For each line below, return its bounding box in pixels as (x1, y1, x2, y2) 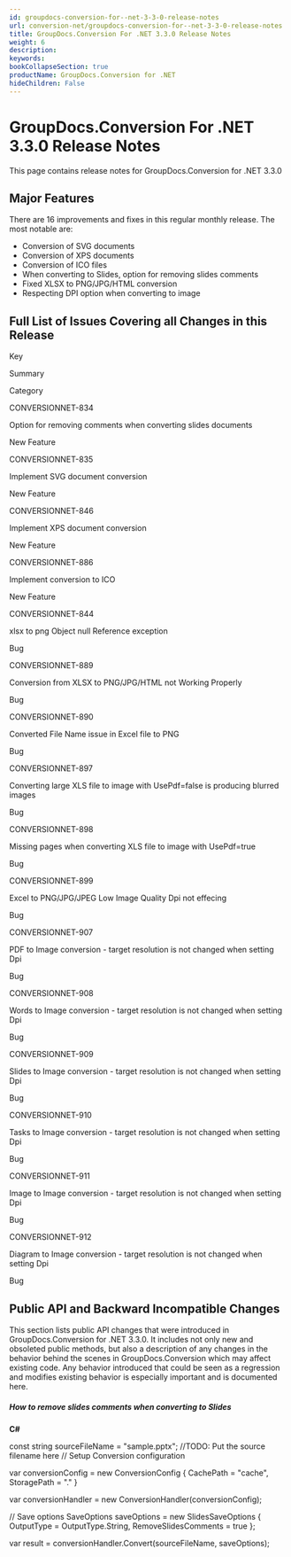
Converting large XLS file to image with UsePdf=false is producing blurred (9, 781, 280, 791)
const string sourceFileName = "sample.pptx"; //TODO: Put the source (9, 1441, 265, 1452)
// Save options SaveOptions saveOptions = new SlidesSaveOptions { (9, 1511, 262, 1522)
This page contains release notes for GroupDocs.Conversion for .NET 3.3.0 (9, 165, 282, 175)
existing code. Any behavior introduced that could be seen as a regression (9, 1362, 280, 1373)
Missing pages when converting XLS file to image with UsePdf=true (9, 841, 257, 852)
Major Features (9, 191, 95, 206)
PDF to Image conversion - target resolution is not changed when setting (9, 945, 274, 955)
